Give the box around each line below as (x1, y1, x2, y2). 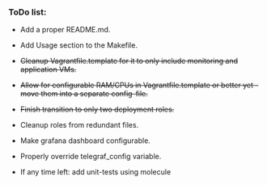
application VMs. (19, 65, 77, 74)
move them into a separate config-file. (19, 89, 148, 99)
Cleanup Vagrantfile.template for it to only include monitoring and (19, 56, 239, 66)
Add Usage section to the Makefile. (19, 40, 138, 50)
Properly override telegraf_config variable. (19, 152, 162, 162)
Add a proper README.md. (19, 25, 111, 35)
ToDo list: (8, 6, 47, 18)
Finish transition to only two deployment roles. (19, 104, 175, 115)
